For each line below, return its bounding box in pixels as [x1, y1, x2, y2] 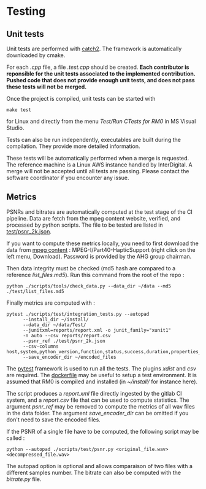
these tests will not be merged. [6, 83, 87, 90]
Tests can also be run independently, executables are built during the [6, 136, 181, 143]
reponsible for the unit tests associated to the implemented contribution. [6, 70, 196, 77]
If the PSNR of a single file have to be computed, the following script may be [6, 428, 199, 435]
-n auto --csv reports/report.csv [22, 332, 112, 338]
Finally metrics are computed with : [6, 299, 95, 307]
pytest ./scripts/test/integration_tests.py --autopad [6, 311, 150, 317]
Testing [6, 4, 46, 18]
